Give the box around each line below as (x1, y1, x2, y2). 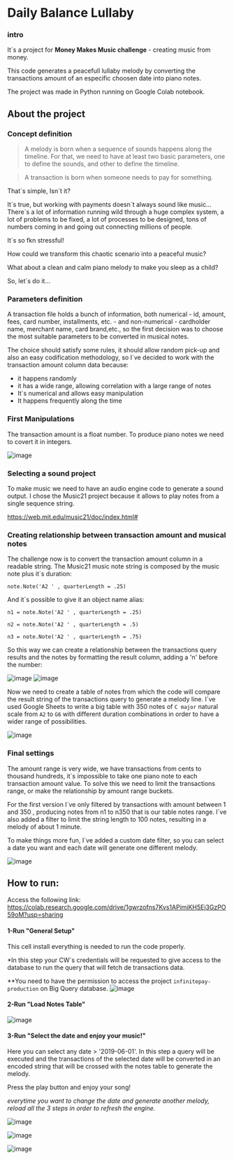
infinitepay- (173, 978, 212, 985)
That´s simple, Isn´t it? (7, 187, 71, 195)
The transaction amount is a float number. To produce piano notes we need (7, 430, 224, 438)
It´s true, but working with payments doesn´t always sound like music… (7, 201, 212, 209)
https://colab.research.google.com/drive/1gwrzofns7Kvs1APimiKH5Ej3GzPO (7, 903, 226, 912)
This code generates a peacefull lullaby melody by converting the (7, 66, 196, 75)
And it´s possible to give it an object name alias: (7, 596, 145, 604)
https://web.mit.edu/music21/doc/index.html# (7, 513, 138, 522)
